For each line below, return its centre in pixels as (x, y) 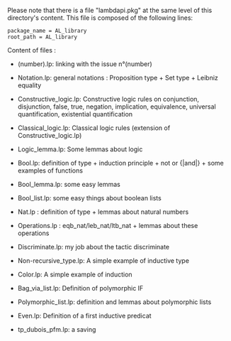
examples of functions (50, 170)
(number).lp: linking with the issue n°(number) (85, 64)
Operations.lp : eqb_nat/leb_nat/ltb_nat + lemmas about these (108, 226)
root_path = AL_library (43, 37)
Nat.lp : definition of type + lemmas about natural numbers (103, 212)
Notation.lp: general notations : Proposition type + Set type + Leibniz (118, 78)
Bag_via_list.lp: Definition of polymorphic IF (80, 288)
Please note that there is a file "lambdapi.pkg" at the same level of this (110, 10)
